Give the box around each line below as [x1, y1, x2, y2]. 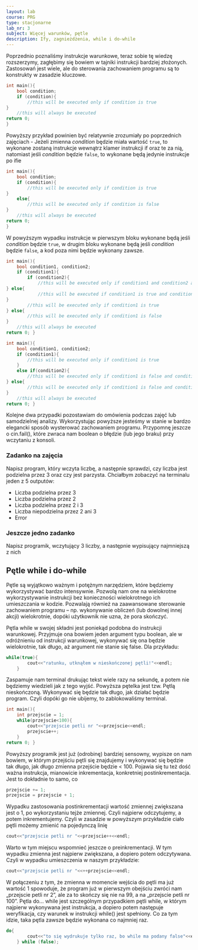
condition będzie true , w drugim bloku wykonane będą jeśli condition [6, 240, 175, 247]
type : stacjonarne [6, 20, 51, 25]
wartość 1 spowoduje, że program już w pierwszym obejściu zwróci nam [6, 885, 182, 892]
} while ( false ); [16, 939, 60, 945]
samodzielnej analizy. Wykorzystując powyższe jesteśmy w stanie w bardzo [6, 418, 191, 425]
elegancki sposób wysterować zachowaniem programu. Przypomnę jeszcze [6, 424, 191, 431]
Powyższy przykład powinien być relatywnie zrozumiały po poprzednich [6, 132, 181, 139]
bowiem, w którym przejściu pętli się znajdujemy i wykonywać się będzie [6, 757, 184, 764]
